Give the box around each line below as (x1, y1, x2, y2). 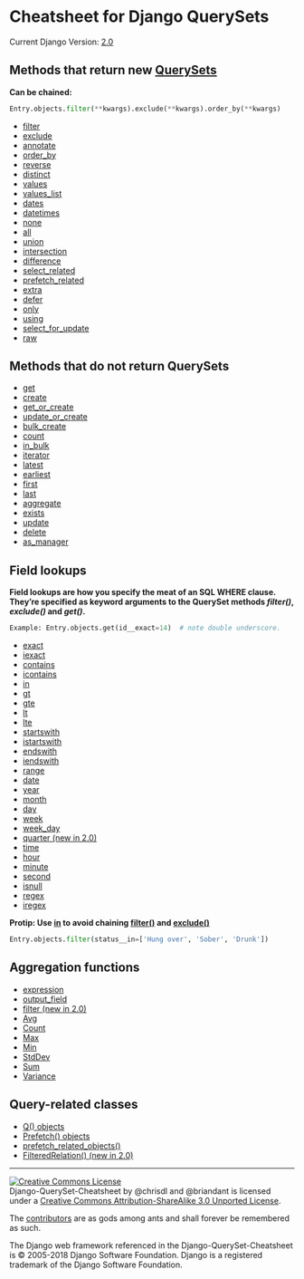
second (22, 871, 52, 882)
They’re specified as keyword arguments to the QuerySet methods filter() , (9, 596, 294, 608)
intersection (22, 245, 68, 256)
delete (22, 527, 47, 538)
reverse (22, 159, 52, 169)
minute (22, 861, 49, 872)
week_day (22, 822, 61, 834)
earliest (22, 469, 52, 480)
